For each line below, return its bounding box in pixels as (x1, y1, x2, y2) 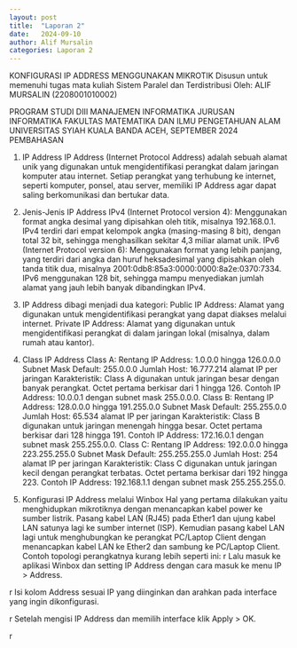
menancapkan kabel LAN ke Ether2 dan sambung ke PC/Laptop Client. (21, 541, 281, 552)
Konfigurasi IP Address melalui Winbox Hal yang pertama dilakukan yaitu (21, 494, 288, 505)
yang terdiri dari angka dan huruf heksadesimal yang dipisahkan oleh (21, 254, 275, 265)
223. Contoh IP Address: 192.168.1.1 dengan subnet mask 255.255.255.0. (21, 477, 286, 488)
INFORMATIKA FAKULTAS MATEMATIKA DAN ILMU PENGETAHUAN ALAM (9, 116, 281, 127)
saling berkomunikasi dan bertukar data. (21, 190, 170, 201)
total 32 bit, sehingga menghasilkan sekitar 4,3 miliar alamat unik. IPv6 (21, 235, 280, 246)
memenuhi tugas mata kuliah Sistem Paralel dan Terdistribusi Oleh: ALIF (9, 80, 272, 91)
